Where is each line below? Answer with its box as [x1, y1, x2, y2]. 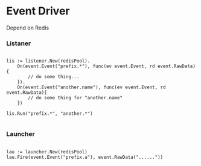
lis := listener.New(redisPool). [6, 58, 91, 64]
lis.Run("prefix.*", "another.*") [6, 111, 94, 117]
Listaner [6, 39, 31, 48]
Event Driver [6, 4, 70, 18]
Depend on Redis [6, 24, 49, 31]
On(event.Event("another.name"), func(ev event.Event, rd [17, 84, 166, 91]
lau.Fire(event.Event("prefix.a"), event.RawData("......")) [6, 154, 164, 160]
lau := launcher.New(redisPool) [6, 149, 88, 155]
